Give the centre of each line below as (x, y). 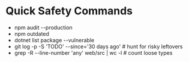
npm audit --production (43, 27)
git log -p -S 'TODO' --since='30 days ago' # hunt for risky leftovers (98, 46)
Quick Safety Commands (69, 11)
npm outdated (31, 33)
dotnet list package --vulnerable (54, 40)
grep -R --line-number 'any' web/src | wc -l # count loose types (93, 52)
